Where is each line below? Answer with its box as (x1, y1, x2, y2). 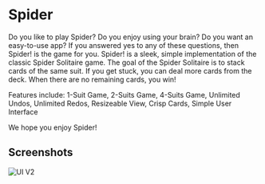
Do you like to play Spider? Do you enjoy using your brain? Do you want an (8, 32, 254, 42)
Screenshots (8, 146, 73, 159)
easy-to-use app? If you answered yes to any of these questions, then (8, 40, 239, 50)
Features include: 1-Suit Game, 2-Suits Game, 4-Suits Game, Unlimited (8, 90, 241, 99)
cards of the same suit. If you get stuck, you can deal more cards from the (8, 66, 252, 75)
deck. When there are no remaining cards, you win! (8, 74, 177, 84)
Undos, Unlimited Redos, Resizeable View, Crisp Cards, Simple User (8, 98, 232, 108)
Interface (8, 106, 38, 117)
